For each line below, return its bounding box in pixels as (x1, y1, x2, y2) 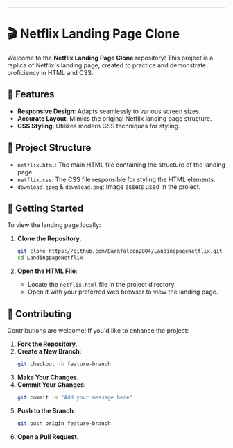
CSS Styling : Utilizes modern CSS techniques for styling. (17, 122, 180, 130)
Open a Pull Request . (17, 432, 79, 441)
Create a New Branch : (17, 347, 82, 355)
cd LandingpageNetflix (17, 254, 83, 261)
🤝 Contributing (7, 308, 72, 320)
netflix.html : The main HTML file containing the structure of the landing (17, 160, 226, 169)
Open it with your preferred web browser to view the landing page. (27, 288, 218, 296)
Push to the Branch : (17, 406, 76, 415)
